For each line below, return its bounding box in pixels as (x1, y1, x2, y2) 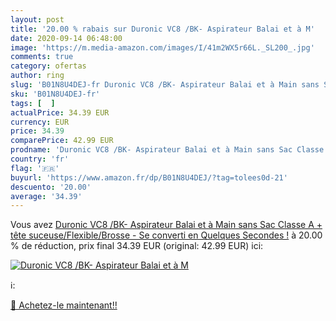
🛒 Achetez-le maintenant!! (10, 299, 118, 311)
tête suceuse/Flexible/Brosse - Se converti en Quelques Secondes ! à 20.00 (10, 229, 323, 241)
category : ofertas (10, 61, 87, 71)
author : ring (10, 71, 65, 81)
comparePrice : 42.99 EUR (10, 136, 114, 146)
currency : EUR (10, 117, 70, 127)
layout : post (10, 14, 65, 25)
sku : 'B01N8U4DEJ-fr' (10, 89, 101, 99)
